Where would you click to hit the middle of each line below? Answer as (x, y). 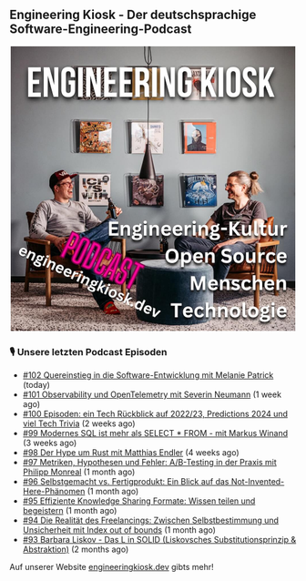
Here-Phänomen (54, 492)
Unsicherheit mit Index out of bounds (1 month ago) (119, 530)
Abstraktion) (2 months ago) (76, 549)
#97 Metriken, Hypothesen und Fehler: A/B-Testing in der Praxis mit (150, 463)
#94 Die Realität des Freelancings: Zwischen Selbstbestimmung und (151, 520)
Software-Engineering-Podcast (101, 30)
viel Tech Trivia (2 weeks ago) (79, 423)
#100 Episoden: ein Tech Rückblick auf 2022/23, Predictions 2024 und (155, 414)
